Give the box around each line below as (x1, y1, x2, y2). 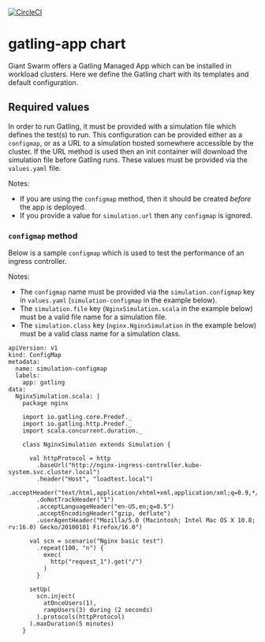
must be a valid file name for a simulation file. (19, 312, 167, 322)
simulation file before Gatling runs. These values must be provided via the (8, 154, 248, 165)
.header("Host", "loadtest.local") (36, 475, 154, 484)
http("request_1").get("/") (50, 558, 144, 566)
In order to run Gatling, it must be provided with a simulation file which (8, 121, 237, 131)
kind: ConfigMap (8, 351, 62, 359)
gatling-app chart (8, 35, 126, 53)
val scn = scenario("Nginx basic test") (28, 537, 164, 545)
